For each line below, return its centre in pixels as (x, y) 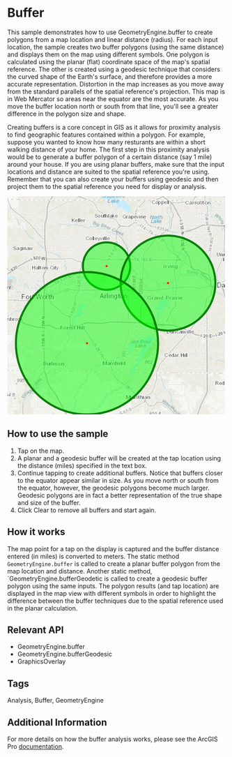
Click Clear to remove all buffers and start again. (87, 510)
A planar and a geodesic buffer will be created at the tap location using (119, 458)
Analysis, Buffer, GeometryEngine (56, 700)
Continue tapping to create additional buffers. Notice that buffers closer (120, 473)
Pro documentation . (36, 747)
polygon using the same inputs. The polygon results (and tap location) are (113, 586)
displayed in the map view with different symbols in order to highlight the (111, 593)
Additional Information (57, 722)
